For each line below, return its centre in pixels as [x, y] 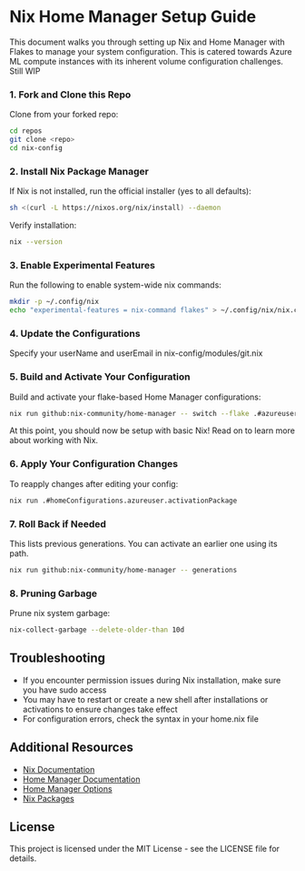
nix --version [36, 242]
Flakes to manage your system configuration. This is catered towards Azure [151, 51]
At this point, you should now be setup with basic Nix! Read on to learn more [152, 430]
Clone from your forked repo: [64, 115]
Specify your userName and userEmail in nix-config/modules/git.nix [136, 353]
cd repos [26, 131]
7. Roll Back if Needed [58, 523]
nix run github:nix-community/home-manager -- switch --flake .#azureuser [154, 413]
